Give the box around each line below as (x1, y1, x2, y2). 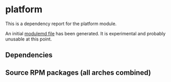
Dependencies (5, 51, 53, 59)
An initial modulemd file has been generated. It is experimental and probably (5, 30, 166, 36)
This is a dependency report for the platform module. (5, 20, 117, 27)
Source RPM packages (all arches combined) (5, 68, 152, 77)
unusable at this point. (5, 36, 52, 42)
